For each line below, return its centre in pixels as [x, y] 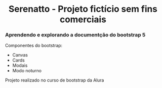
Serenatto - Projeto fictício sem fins [83, 9]
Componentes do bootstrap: [34, 46]
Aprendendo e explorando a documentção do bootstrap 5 [75, 35]
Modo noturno [27, 71]
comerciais [83, 19]
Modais [20, 65]
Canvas [20, 55]
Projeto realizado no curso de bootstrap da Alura [55, 80]
